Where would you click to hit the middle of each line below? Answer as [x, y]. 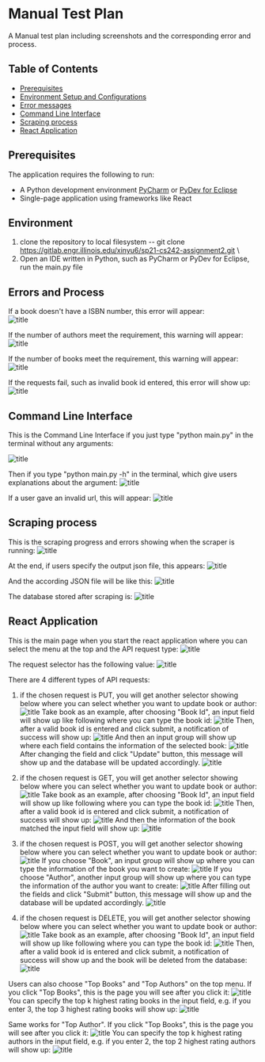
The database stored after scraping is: [70, 596]
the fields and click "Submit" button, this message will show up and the [135, 894]
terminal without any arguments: [61, 443]
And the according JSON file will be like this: [80, 581]
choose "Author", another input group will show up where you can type [135, 877]
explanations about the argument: [63, 483]
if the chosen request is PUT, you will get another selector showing [129, 695]
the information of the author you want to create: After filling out [135, 885]
